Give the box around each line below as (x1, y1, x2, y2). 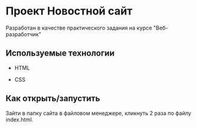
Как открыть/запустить (5, 94, 100, 104)
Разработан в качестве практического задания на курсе (5, 24, 152, 31)
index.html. (5, 116, 34, 123)
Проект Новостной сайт (5, 4, 133, 18)
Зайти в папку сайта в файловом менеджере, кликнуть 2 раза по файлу (5, 109, 192, 117)
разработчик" (5, 30, 42, 37)
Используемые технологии (5, 48, 115, 59)
